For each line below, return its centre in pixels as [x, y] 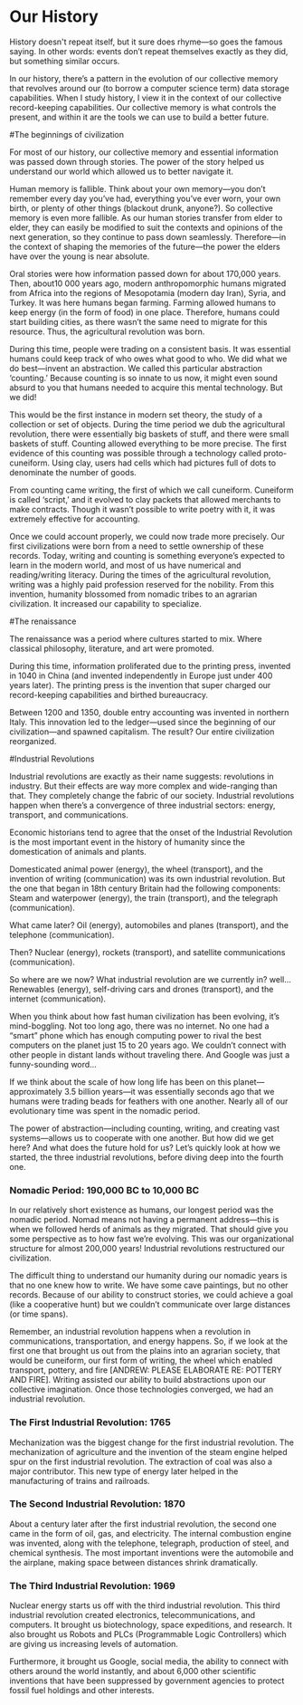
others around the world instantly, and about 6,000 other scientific [133, 1671]
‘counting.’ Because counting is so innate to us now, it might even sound [144, 378]
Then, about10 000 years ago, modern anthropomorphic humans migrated [148, 283]
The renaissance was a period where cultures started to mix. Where [136, 638]
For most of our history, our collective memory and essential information [144, 152]
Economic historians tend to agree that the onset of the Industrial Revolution [151, 832]
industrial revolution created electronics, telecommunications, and [133, 1615]
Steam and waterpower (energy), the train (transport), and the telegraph [144, 897]
